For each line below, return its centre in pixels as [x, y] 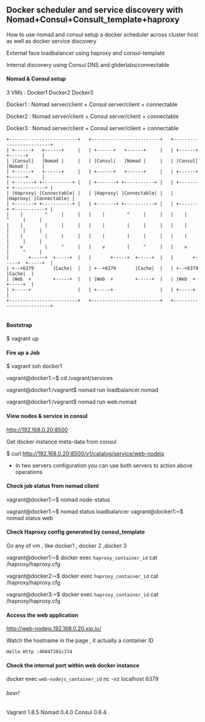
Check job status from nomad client [53, 486]
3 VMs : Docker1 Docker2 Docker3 [50, 93]
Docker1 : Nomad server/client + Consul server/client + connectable [92, 104]
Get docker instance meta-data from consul [61, 441]
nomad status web [30, 518]
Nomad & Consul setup [36, 79]
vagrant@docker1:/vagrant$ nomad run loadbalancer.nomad [82, 390]
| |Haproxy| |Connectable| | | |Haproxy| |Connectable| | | [90, 193]
